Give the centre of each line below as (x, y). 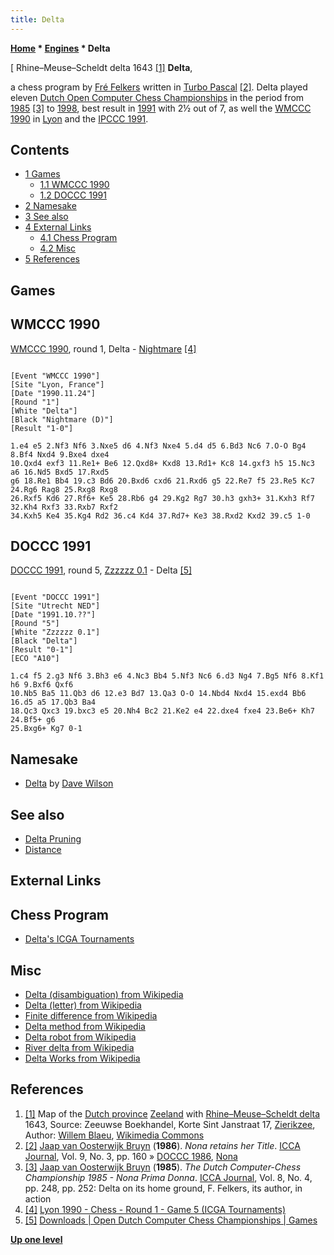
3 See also (46, 217)
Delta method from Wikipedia (85, 1027)
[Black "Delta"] (44, 641)
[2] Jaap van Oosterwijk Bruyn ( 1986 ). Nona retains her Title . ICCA (162, 1145)
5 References (52, 259)
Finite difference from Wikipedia (91, 1016)
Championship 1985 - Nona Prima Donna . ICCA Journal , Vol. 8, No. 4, (168, 1177)
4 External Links (58, 227)
